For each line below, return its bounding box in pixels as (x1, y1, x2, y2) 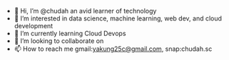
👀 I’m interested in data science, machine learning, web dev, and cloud (14, 14, 223, 23)
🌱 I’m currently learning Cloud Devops (14, 29, 126, 37)
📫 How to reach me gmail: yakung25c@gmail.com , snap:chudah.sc (14, 44, 213, 53)
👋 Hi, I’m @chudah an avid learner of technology (14, 7, 157, 15)
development (14, 22, 54, 30)
